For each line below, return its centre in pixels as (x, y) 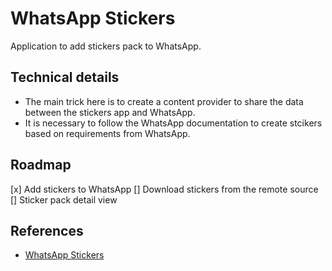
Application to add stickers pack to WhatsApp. (106, 46)
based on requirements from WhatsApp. (107, 133)
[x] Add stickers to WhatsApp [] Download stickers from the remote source (164, 189)
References (47, 230)
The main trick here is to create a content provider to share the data (164, 101)
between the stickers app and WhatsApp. (110, 112)
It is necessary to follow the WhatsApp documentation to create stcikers (173, 123)
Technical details (65, 77)
